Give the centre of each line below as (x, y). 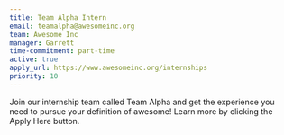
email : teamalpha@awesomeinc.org (72, 26)
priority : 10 (34, 76)
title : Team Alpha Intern (58, 18)
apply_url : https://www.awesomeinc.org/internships (108, 68)
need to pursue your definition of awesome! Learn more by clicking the (141, 111)
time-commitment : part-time (62, 51)
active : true (34, 59)
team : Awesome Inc (44, 34)
